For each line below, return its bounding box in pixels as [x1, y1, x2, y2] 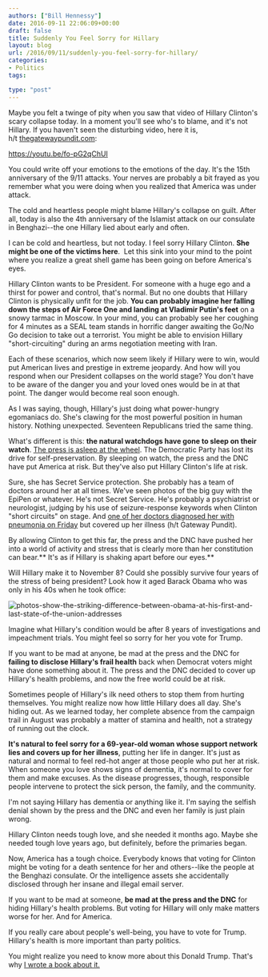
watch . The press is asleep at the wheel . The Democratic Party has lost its [8, 444, 254, 454]
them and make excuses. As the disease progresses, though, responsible [8, 773, 250, 782]
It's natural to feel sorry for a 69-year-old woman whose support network [8, 738, 258, 749]
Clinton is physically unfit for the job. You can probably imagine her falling [8, 296, 255, 305]
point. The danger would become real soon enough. [8, 388, 180, 397]
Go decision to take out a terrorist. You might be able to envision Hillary [8, 330, 243, 340]
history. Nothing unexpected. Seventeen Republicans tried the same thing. [8, 420, 254, 430]
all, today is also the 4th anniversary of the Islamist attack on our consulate [8, 214, 256, 223]
